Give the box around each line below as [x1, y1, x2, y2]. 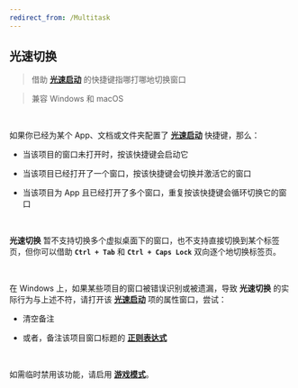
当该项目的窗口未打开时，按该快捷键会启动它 [22, 149, 189, 160]
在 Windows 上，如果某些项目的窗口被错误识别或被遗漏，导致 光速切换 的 [9, 283, 282, 293]
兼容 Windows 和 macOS [31, 94, 124, 104]
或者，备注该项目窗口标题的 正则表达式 [22, 332, 167, 343]
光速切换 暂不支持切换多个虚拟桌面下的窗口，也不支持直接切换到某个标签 [9, 235, 280, 246]
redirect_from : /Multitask [9, 13, 111, 23]
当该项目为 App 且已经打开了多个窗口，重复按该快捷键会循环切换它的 [22, 187, 279, 198]
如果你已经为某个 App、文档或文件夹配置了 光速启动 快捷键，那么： [9, 130, 260, 140]
